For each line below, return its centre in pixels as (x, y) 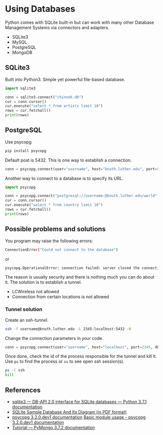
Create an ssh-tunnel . (27, 320)
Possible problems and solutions (55, 229)
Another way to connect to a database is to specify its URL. (64, 178)
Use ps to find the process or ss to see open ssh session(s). (65, 361)
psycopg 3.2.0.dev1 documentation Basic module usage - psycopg (79, 417)
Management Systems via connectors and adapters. (57, 27)
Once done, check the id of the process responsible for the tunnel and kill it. (81, 356)
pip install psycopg (26, 151)
